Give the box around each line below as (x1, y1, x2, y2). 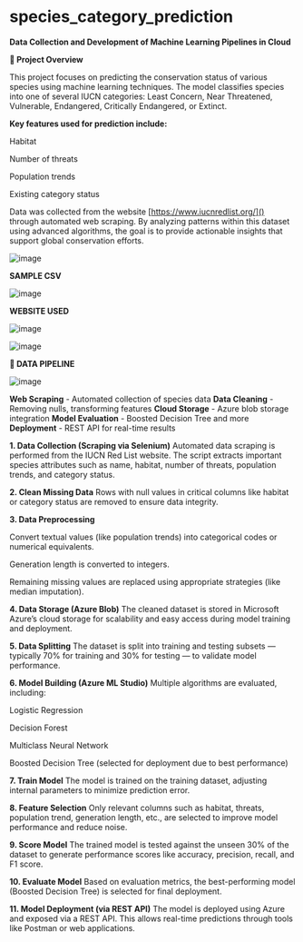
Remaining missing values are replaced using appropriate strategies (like (9, 576, 281, 587)
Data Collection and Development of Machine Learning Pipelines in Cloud (9, 36, 292, 47)
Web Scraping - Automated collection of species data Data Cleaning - (9, 393, 274, 404)
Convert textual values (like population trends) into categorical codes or (9, 531, 278, 542)
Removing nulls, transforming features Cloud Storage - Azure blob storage (9, 402, 289, 414)
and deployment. (9, 622, 73, 633)
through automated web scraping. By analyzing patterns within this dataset (9, 215, 290, 226)
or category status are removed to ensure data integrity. (9, 496, 220, 507)
